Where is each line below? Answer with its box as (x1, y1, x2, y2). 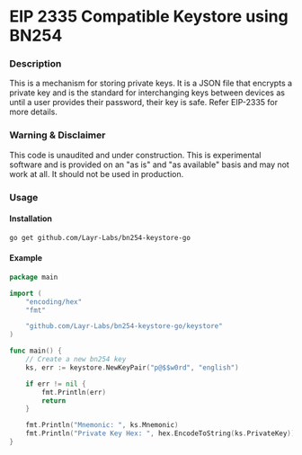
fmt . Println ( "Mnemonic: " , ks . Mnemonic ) (25, 421, 179, 430)
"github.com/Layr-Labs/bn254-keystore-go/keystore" (25, 322, 223, 331)
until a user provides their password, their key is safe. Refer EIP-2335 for (9, 97, 279, 108)
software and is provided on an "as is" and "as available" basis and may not (9, 159, 289, 170)
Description (9, 58, 62, 70)
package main (9, 272, 58, 281)
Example (9, 253, 43, 263)
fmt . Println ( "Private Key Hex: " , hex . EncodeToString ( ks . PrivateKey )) (25, 429, 296, 438)
